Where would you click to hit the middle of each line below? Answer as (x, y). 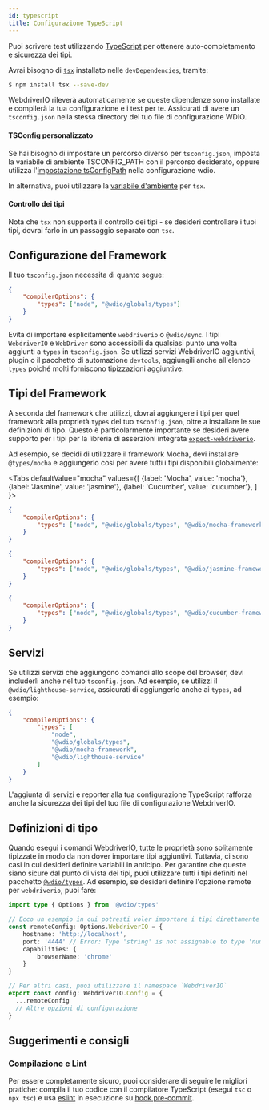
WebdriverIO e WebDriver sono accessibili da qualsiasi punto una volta (123, 343)
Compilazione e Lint (48, 1064)
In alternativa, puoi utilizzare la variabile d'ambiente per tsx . (107, 186)
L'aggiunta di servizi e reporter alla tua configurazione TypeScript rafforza (130, 794)
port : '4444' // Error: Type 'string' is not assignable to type (134, 942)
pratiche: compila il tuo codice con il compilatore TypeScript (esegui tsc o (130, 1089)
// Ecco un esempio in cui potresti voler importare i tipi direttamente (134, 919)
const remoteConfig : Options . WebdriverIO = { (85, 927)
